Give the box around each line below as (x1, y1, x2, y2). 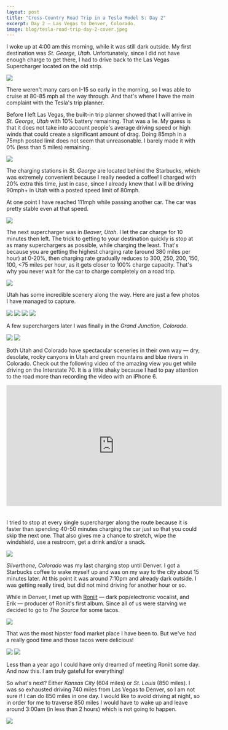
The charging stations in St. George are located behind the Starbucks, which (6, 167, 200, 175)
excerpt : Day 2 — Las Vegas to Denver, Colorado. (6, 20, 136, 26)
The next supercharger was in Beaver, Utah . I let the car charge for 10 (6, 229, 183, 236)
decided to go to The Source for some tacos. (6, 606, 120, 614)
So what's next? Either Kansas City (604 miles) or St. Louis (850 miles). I (6, 680, 191, 687)
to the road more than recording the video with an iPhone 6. (6, 373, 158, 380)
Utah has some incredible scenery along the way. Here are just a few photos (6, 291, 200, 299)
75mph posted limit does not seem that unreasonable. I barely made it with (6, 137, 195, 144)
